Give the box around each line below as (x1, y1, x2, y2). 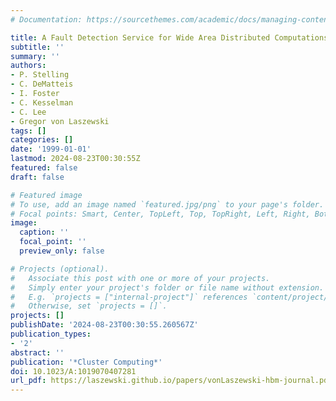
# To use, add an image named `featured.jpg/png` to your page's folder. (10, 199, 325, 210)
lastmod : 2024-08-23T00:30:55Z (10, 154, 141, 164)
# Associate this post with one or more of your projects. (10, 273, 271, 283)
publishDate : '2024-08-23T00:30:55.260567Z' (10, 320, 199, 330)
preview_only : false (19, 246, 105, 256)
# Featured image (10, 190, 83, 200)
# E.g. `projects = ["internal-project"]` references (10, 292, 248, 302)
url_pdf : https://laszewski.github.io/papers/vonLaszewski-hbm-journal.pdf (10, 376, 333, 386)
